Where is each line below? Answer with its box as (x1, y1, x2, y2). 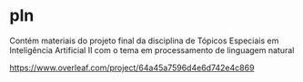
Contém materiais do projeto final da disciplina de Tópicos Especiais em (9, 35, 279, 46)
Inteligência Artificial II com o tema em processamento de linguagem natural (9, 44, 295, 55)
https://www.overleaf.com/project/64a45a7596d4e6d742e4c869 (9, 62, 255, 73)
